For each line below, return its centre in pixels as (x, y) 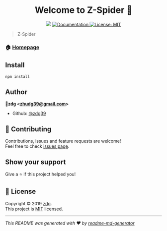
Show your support (36, 162)
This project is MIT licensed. (34, 209)
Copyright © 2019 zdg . (29, 203)
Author (16, 92)
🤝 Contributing (28, 129)
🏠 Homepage (22, 47)
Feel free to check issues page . (37, 146)
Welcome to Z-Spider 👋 (83, 10)
